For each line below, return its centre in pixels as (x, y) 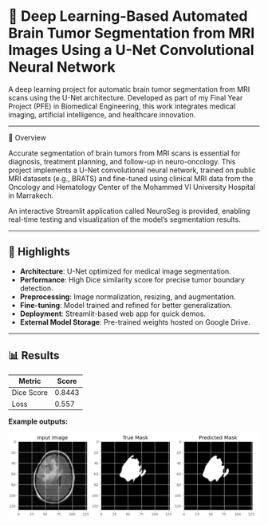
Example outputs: (38, 421)
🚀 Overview (27, 137)
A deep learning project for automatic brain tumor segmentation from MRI (129, 89)
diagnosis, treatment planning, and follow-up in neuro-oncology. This (122, 161)
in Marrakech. (31, 195)
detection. (36, 288)
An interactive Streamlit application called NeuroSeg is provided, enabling (129, 211)
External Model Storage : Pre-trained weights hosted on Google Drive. (135, 322)
